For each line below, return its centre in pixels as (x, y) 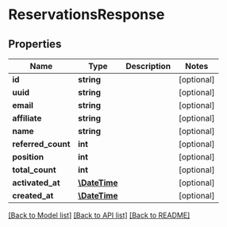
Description (148, 66)
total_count (34, 170)
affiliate (27, 118)
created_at (33, 196)
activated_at (36, 183)
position (28, 157)
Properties (35, 44)
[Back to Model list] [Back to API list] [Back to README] (99, 215)
